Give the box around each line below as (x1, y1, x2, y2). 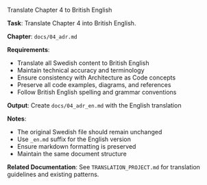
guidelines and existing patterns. (7, 171, 99, 178)
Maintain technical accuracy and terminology (16, 66, 145, 74)
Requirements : (7, 46, 50, 53)
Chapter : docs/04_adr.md (7, 32, 77, 40)
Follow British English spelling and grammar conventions (16, 88, 177, 96)
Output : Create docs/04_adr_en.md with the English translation (7, 101, 182, 109)
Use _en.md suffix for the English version (16, 135, 132, 143)
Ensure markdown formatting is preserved (16, 143, 136, 150)
